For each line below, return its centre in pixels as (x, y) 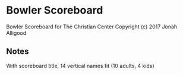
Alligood (16, 32)
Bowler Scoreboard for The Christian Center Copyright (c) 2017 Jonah (92, 27)
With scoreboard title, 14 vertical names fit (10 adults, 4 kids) (80, 66)
